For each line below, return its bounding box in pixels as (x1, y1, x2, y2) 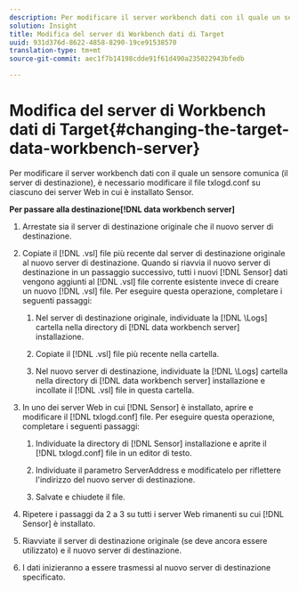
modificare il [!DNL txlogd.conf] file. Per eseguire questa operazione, (21, 411, 276, 422)
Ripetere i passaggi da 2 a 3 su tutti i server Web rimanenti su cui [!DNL (21, 508, 285, 519)
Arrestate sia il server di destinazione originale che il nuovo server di (21, 221, 274, 231)
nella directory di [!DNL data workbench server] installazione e (35, 375, 265, 385)
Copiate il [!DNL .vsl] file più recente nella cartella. (35, 348, 220, 359)
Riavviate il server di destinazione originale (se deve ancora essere (21, 535, 268, 546)
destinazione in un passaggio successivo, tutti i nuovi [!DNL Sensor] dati (21, 266, 288, 277)
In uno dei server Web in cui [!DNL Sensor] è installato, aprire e (21, 401, 254, 412)
